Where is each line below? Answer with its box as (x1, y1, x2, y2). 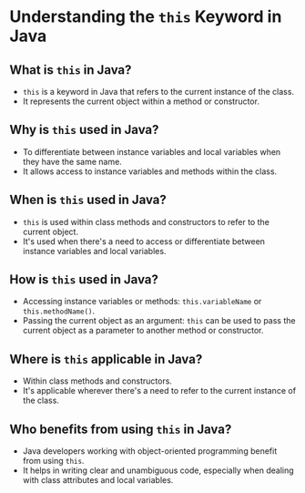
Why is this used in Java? (9, 122, 159, 138)
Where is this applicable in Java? (9, 351, 203, 366)
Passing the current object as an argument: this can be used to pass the (22, 315, 296, 326)
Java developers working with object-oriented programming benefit (22, 446, 278, 457)
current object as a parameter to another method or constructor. (22, 325, 264, 336)
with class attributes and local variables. (22, 475, 174, 486)
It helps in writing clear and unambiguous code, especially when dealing (22, 465, 294, 476)
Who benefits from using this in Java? (9, 421, 232, 437)
